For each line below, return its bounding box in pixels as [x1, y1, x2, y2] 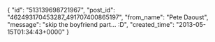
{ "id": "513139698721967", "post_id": [7, 6, 115, 14]
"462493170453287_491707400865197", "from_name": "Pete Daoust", [7, 13, 209, 21]
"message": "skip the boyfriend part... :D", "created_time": [7, 21, 175, 28]
